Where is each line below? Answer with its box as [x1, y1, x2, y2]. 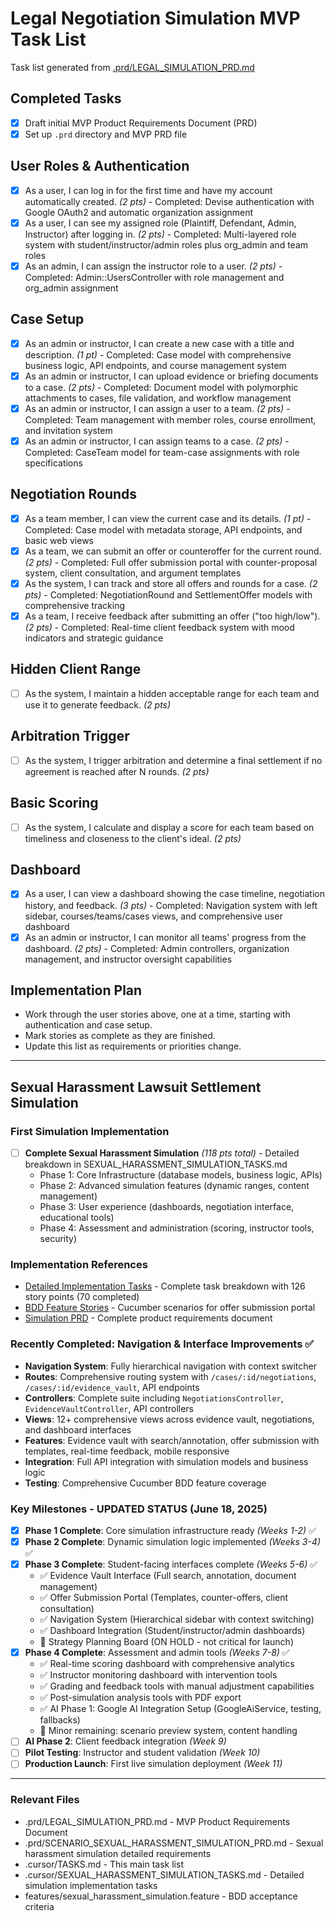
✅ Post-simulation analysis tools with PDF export [39, 1692, 242, 1704]
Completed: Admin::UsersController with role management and [24, 271, 285, 283]
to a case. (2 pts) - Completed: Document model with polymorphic [24, 381, 299, 393]
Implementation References [10, 1258, 148, 1272]
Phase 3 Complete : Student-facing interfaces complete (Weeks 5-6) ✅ [24, 1558, 318, 1571]
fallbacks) [39, 1714, 81, 1726]
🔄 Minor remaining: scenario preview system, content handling [39, 1725, 298, 1737]
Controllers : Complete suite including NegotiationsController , [24, 1392, 284, 1404]
